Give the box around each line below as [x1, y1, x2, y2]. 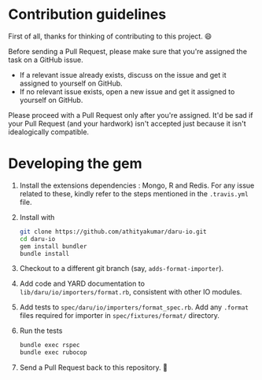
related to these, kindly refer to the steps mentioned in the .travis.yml [19, 188, 249, 198]
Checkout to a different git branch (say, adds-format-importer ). [19, 264, 224, 273]
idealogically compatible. [8, 127, 89, 137]
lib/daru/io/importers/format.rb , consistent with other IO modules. [19, 287, 242, 297]
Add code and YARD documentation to [19, 279, 146, 288]
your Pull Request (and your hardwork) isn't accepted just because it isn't [8, 119, 246, 128]
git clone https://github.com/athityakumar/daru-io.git [19, 228, 207, 236]
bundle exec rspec [19, 342, 80, 349]
